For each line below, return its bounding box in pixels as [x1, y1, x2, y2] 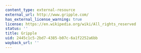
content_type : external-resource [5, 7, 76, 13]
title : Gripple [5, 31, 37, 36]
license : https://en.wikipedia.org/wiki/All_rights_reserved [5, 21, 136, 27]
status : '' [5, 26, 28, 31]
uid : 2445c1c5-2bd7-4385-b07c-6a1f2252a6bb [5, 36, 98, 41]
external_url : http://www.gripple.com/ [5, 12, 89, 17]
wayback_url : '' [5, 40, 39, 45]
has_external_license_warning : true [5, 17, 82, 22]
